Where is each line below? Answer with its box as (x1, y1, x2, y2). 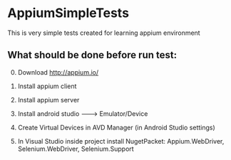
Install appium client (17, 82, 77, 90)
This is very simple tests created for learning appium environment (7, 28, 201, 37)
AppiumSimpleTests (7, 5, 130, 21)
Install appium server (17, 95, 80, 104)
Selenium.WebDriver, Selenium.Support (17, 144, 134, 153)
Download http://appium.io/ (17, 68, 99, 76)
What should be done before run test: (7, 49, 177, 61)
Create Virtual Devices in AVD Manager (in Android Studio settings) (17, 123, 215, 132)
